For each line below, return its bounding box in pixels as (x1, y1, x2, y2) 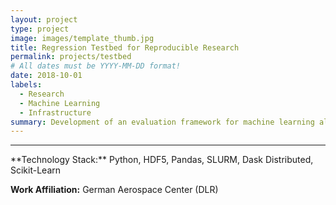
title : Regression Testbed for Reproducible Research (10, 42, 240, 53)
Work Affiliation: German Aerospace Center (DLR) (10, 184, 219, 196)
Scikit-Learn (10, 164, 62, 176)
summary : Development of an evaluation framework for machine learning (10, 117, 315, 127)
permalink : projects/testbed (10, 52, 132, 62)
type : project (10, 24, 70, 34)
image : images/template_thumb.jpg (10, 33, 155, 43)
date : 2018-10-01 (10, 71, 83, 81)
